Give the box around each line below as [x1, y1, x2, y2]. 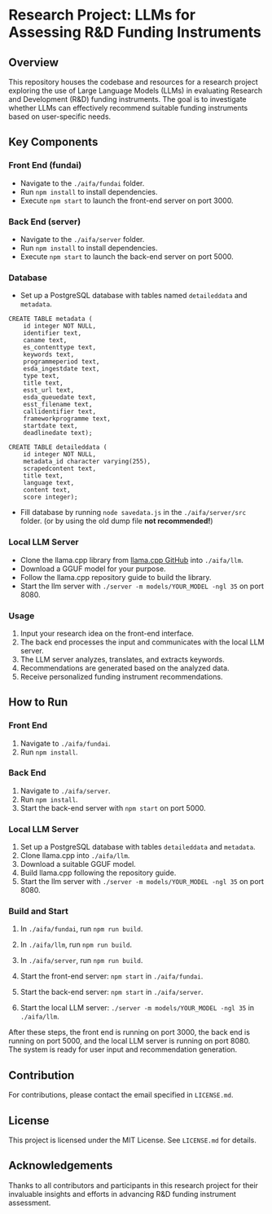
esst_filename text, [23, 401, 93, 409]
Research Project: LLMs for [8, 6, 196, 24]
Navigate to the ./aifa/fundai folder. [20, 178, 145, 188]
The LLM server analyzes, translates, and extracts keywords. [20, 654, 226, 664]
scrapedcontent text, [23, 464, 96, 473]
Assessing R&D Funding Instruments [8, 23, 262, 42]
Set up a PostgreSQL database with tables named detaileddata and [20, 291, 248, 301]
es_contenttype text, [23, 344, 96, 352]
